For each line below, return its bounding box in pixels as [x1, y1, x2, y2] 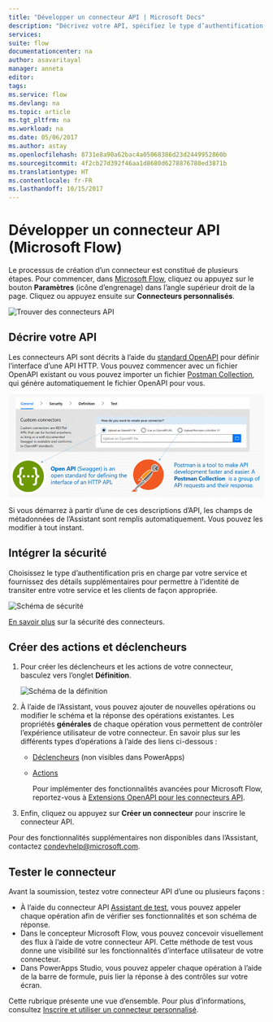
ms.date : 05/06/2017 [8, 134, 79, 142]
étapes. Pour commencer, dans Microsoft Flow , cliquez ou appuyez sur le [8, 274, 254, 284]
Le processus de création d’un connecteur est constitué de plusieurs [8, 265, 239, 275]
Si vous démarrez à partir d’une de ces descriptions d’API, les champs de [8, 505, 253, 515]
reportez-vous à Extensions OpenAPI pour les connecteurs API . [32, 792, 245, 802]
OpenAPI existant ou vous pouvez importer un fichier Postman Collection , [8, 369, 255, 379]
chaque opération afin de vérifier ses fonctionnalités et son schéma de [19, 911, 258, 921]
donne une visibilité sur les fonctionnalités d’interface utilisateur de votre [19, 945, 264, 956]
